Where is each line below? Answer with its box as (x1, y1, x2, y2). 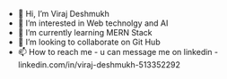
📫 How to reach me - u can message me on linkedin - (17, 47, 219, 57)
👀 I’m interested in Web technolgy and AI (17, 18, 169, 28)
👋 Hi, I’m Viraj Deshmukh (17, 9, 109, 19)
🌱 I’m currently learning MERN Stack (17, 28, 153, 37)
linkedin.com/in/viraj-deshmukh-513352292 (17, 59, 181, 70)
